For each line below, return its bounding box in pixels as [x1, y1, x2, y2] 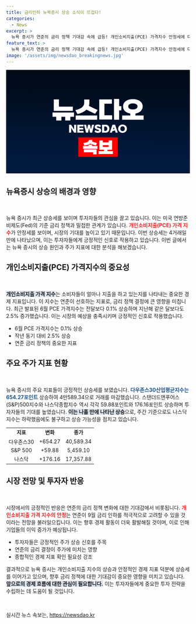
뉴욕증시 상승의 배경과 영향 [6, 186, 96, 196]
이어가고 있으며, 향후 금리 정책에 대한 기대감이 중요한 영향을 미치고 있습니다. [12, 572, 185, 580]
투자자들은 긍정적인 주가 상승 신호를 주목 [14, 539, 107, 546]
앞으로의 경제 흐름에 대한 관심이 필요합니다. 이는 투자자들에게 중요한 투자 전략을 [6, 580, 185, 587]
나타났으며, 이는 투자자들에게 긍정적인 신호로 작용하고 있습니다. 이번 [16, 236, 171, 244]
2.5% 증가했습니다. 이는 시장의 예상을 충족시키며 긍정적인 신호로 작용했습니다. [6, 312, 184, 319]
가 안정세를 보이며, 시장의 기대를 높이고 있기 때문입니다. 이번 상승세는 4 [10, 229, 173, 236]
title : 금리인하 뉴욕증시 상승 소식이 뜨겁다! [6, 9, 101, 15]
